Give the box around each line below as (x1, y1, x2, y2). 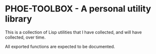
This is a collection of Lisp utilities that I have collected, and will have (5, 29, 142, 35)
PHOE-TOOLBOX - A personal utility (5, 3, 151, 14)
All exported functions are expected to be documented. (5, 43, 115, 49)
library (5, 13, 32, 24)
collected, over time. (5, 34, 46, 40)
